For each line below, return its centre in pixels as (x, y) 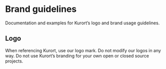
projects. (14, 61)
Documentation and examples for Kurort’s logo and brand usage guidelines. (83, 23)
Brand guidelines (41, 9)
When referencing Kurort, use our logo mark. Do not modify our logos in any (83, 50)
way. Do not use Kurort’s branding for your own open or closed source (77, 56)
